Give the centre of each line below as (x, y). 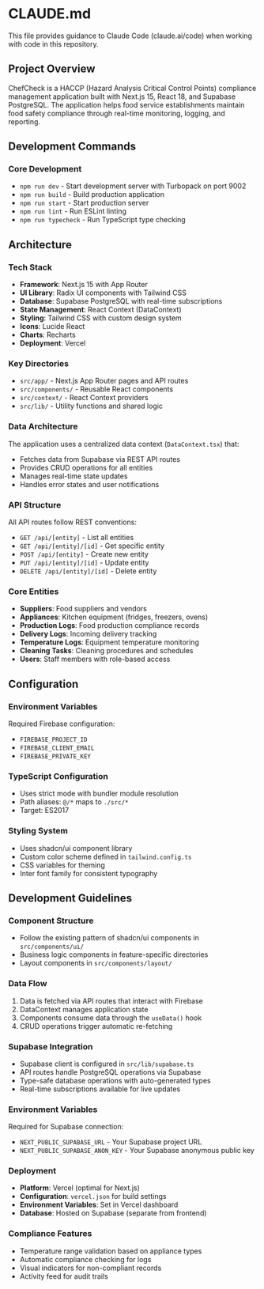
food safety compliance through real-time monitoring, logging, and (117, 113)
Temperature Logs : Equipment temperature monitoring (109, 642)
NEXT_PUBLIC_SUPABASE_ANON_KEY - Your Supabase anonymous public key (137, 1151)
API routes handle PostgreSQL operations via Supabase (110, 1072)
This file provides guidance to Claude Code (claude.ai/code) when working (130, 36)
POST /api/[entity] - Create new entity (84, 554)
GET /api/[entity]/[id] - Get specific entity (92, 546)
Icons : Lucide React (52, 327)
